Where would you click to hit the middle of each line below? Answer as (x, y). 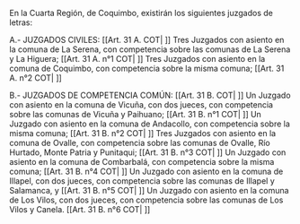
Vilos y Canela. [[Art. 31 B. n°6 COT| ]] (80, 209)
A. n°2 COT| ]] (36, 78)
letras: (21, 22)
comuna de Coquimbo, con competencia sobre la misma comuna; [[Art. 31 (147, 68)
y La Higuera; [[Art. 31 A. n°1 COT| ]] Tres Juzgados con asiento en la (137, 59)
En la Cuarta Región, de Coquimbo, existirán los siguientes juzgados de (141, 13)
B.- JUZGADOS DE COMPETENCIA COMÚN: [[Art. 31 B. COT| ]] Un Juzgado (150, 95)
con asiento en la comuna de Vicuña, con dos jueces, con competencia (141, 105)
